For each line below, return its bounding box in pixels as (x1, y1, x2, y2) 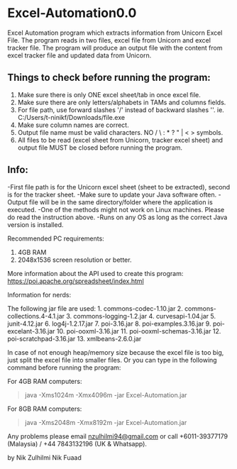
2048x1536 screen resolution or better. (17, 255, 132, 264)
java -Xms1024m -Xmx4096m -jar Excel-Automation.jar (24, 390, 187, 399)
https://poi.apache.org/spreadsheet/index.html (7, 277, 144, 285)
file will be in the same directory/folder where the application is (28, 197, 213, 206)
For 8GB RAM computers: (7, 404, 82, 413)
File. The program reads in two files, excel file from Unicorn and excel (7, 35, 211, 44)
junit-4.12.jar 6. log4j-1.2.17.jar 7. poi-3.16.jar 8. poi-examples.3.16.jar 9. (7, 319, 211, 328)
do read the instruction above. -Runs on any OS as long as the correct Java (7, 213, 228, 221)
